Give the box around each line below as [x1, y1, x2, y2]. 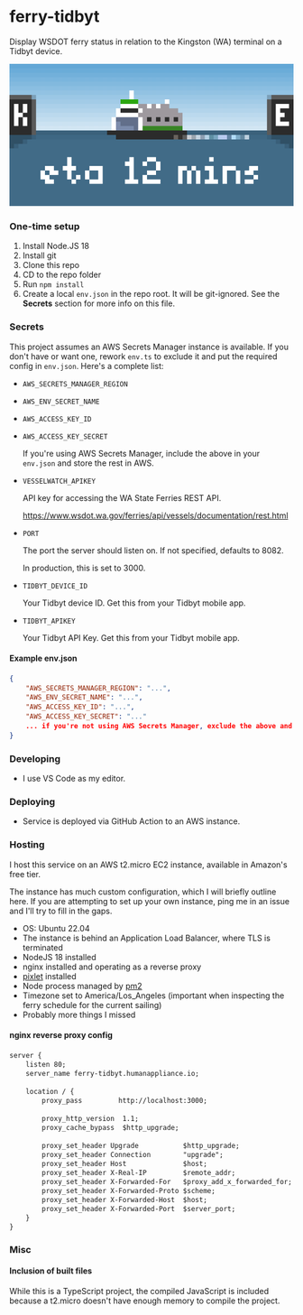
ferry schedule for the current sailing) [22, 999, 162, 1010]
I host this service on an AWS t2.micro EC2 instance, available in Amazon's [9, 859, 288, 870]
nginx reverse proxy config [9, 1030, 113, 1041]
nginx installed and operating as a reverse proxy [22, 961, 202, 972]
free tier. [9, 868, 41, 879]
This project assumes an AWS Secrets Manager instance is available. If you [9, 341, 289, 352]
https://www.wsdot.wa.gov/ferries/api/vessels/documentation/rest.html [22, 510, 289, 521]
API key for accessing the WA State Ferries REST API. [22, 492, 222, 503]
